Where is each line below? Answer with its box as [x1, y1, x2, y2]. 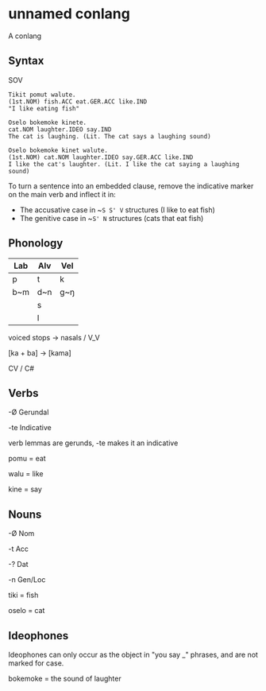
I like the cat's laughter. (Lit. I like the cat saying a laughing [8, 160, 240, 168]
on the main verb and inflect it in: [8, 189, 117, 199]
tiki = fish [8, 590, 39, 600]
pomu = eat [8, 454, 46, 464]
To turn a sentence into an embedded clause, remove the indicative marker [8, 181, 254, 191]
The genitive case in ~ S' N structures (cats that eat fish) [19, 213, 204, 223]
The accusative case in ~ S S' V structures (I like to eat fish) [19, 204, 216, 215]
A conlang [8, 31, 42, 41]
